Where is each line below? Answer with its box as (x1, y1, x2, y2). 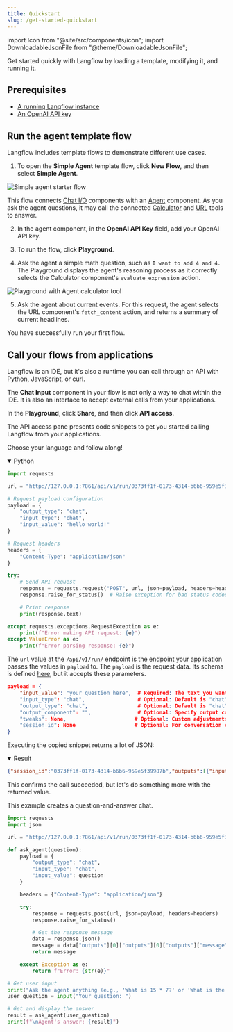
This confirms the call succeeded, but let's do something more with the (7, 780, 211, 789)
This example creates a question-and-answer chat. (7, 801, 154, 810)
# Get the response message (32, 929, 113, 936)
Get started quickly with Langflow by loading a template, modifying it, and (7, 56, 218, 65)
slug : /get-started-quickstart (7, 17, 98, 24)
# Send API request (19, 578, 76, 586)
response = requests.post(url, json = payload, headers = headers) (32, 910, 218, 917)
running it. (7, 64, 37, 72)
